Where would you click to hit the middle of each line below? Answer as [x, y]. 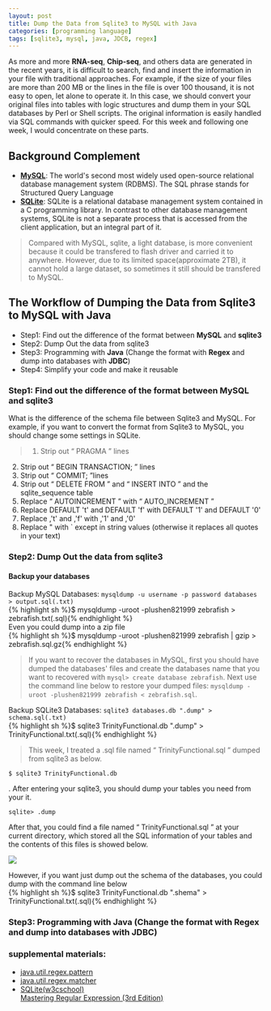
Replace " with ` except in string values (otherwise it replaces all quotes [139, 527]
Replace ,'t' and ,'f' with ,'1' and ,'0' [78, 519]
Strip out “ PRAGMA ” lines [85, 452]
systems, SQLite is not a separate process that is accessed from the [133, 219]
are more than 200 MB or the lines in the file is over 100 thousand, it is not [131, 88]
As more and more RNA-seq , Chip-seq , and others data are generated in [130, 62]
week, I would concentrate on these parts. [79, 131]
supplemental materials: [57, 954]
